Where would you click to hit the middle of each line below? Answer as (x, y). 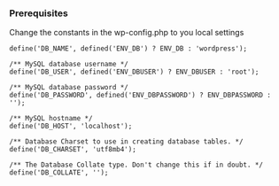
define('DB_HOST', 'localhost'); (71, 127)
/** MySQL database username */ (69, 65)
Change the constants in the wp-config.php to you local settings (127, 33)
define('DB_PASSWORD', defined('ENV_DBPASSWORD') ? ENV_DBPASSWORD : (140, 96)
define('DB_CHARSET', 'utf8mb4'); (73, 150)
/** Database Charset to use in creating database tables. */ (126, 142)
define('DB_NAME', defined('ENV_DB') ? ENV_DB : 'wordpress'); (128, 49)
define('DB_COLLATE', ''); (59, 173)
